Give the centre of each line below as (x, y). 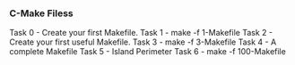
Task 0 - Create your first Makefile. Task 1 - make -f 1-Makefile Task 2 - (141, 33)
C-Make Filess (41, 13)
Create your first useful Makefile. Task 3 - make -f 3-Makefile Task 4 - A (143, 42)
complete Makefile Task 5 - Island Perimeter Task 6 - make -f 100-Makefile (148, 52)
